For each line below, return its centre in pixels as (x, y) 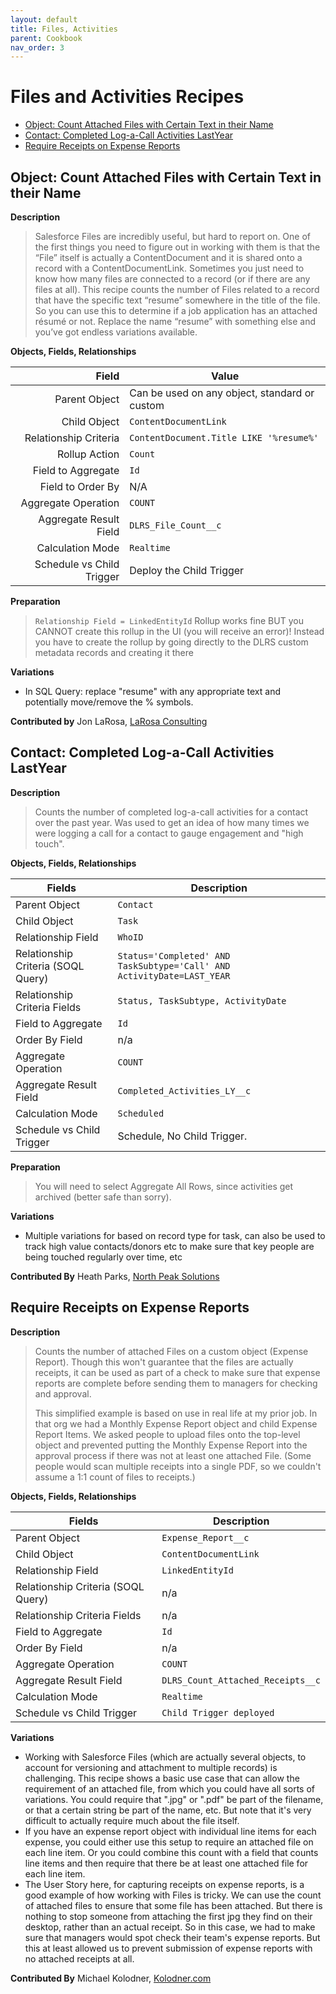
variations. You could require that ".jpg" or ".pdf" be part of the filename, (174, 1799)
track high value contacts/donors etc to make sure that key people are (169, 1246)
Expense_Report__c (205, 1537)
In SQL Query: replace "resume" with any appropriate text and (152, 691)
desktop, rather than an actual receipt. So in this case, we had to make (170, 1927)
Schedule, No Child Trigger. (182, 1136)
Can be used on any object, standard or (222, 393)
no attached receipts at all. (79, 1958)
